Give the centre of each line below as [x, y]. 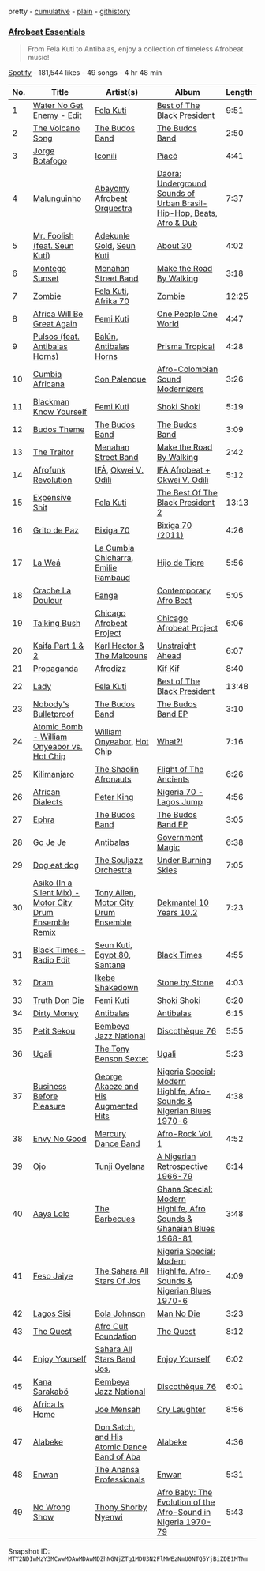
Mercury [110, 1134]
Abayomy [112, 189]
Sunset [46, 278]
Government [180, 838]
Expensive [52, 498]
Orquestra [113, 209]
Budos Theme [59, 430]
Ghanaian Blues [186, 1229]
